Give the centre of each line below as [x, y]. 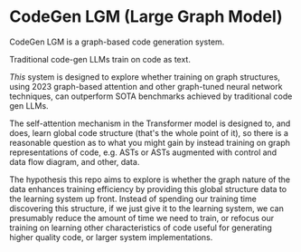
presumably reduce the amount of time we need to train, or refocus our [141, 218]
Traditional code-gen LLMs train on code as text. [100, 59]
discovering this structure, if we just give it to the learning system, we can [147, 208]
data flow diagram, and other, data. [75, 161]
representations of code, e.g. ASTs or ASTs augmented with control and [143, 152]
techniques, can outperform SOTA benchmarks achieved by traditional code [151, 96]
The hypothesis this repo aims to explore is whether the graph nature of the [150, 179]
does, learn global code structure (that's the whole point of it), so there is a [149, 132]
